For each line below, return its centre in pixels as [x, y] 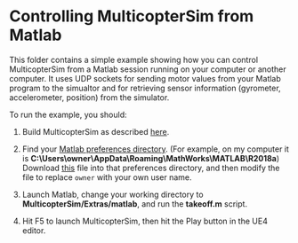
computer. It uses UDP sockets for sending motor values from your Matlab [145, 78]
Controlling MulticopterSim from [132, 16]
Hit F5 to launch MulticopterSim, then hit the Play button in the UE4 [145, 221]
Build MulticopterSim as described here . [96, 131]
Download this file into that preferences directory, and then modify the [151, 168]
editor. [34, 230]
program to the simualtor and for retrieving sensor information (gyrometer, [145, 88]
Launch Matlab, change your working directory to [113, 194]
